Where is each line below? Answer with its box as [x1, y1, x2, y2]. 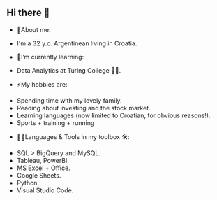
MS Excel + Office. [16, 164, 70, 172]
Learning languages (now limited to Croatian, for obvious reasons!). [16, 111, 211, 120]
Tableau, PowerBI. [16, 156, 69, 164]
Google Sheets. [16, 171, 61, 179]
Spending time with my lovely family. [16, 96, 123, 105]
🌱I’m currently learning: [16, 52, 84, 61]
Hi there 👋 [6, 7, 50, 19]
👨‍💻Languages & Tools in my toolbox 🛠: [16, 132, 130, 141]
